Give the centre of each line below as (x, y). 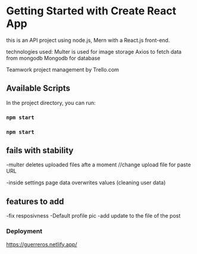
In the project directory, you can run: (51, 103)
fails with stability (40, 150)
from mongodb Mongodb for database (53, 58)
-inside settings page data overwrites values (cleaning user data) (86, 182)
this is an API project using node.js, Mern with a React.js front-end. (88, 40)
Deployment (24, 231)
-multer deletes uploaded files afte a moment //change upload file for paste (99, 165)
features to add (35, 201)
